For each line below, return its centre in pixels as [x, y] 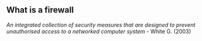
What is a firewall [40, 10]
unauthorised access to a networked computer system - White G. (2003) [99, 31]
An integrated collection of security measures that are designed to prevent [101, 24]
